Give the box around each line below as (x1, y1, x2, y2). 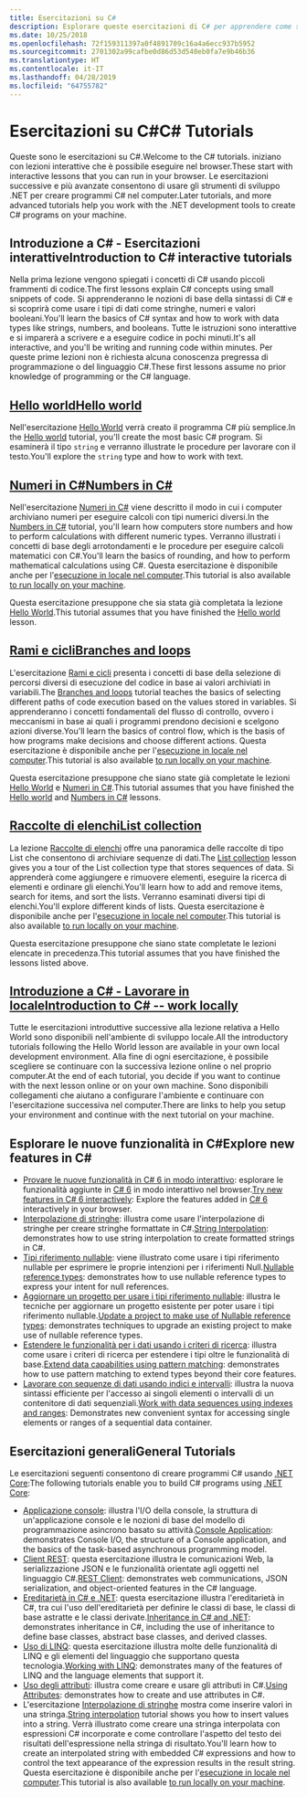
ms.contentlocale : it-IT (9, 65, 104, 74)
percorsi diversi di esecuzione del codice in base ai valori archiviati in (9, 677, 271, 688)
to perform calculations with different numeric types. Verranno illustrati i (9, 531, 281, 542)
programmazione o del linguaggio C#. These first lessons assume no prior (9, 362, 286, 373)
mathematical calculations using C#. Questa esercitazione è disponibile (9, 560, 279, 571)
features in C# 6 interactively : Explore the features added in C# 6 (22, 1194, 268, 1205)
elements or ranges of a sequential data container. (22, 1417, 213, 1428)
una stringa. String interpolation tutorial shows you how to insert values (22, 1709, 290, 1720)
